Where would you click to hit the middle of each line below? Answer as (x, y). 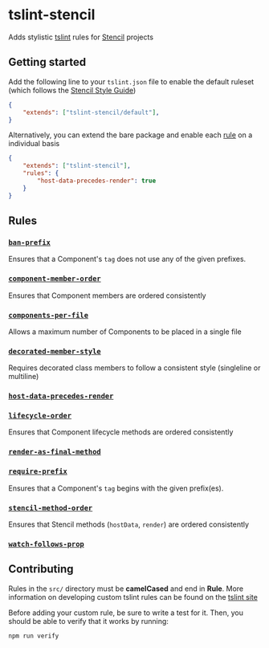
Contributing (41, 569)
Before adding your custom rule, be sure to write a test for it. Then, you (126, 613)
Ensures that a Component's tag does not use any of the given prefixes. (127, 259)
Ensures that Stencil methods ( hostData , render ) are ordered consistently (129, 524)
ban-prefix (29, 242)
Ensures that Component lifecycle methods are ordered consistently (121, 432)
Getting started (47, 62)
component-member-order (55, 279)
